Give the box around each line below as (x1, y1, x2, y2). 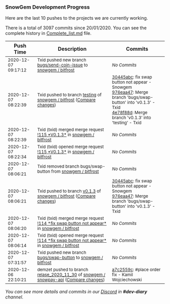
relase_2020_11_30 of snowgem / (37, 272, 106, 278)
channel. (5, 294, 24, 300)
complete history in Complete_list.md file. (5, 30, 92, 36)
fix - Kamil (112, 272, 133, 278)
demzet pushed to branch (37, 267, 89, 273)
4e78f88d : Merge (112, 110, 148, 116)
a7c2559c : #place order (112, 267, 161, 273)
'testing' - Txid (112, 120, 142, 126)
